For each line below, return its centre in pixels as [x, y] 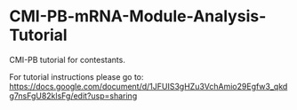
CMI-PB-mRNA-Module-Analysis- [138, 16]
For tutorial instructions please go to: [76, 76]
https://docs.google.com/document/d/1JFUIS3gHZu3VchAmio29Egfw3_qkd [148, 86]
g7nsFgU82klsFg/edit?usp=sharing [73, 96]
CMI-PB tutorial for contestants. [68, 59]
